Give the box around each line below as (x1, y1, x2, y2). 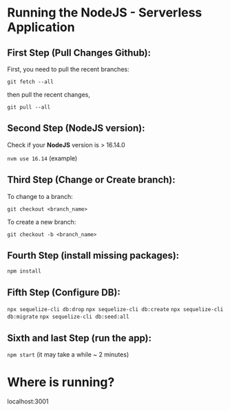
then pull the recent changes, (7, 91, 91, 98)
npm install (7, 268, 41, 275)
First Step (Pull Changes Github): (7, 47, 151, 59)
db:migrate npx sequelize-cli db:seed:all (7, 313, 129, 321)
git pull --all (7, 104, 51, 111)
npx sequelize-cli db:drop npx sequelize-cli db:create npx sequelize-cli (7, 306, 224, 313)
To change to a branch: (7, 192, 74, 200)
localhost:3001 (7, 397, 49, 405)
